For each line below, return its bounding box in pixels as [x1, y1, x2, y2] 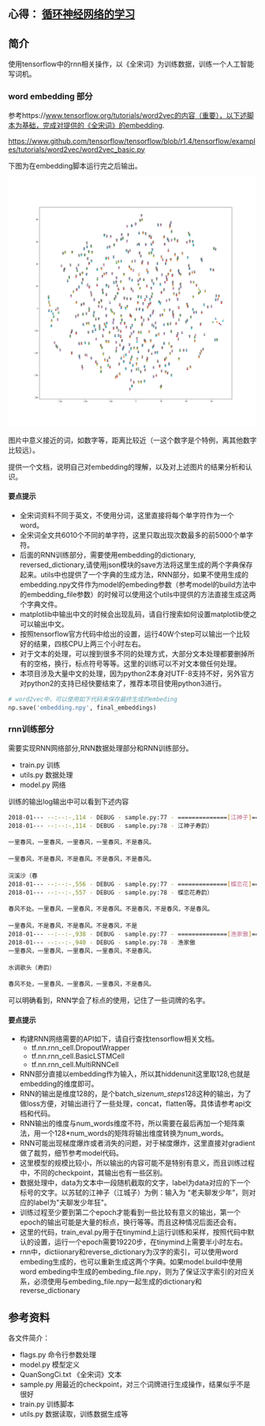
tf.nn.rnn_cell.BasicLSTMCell [31, 1051, 125, 1061]
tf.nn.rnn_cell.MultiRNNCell [31, 1060, 119, 1069]
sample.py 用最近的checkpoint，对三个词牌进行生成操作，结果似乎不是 [19, 1379, 251, 1390]
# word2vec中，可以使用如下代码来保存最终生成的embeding [8, 695, 177, 703]
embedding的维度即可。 [19, 1079, 99, 1089]
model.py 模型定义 [19, 1360, 80, 1370]
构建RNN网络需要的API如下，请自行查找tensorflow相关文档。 [19, 1035, 219, 1044]
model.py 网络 [19, 780, 66, 789]
